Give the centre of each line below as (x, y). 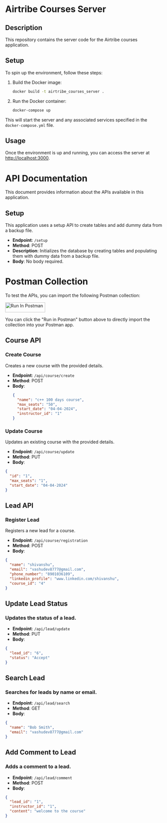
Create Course (23, 355)
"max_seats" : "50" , (37, 404)
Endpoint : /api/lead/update (41, 629)
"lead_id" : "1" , (26, 802)
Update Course (24, 431)
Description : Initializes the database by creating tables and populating (84, 251)
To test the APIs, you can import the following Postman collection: (73, 295)
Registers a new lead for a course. (40, 531)
